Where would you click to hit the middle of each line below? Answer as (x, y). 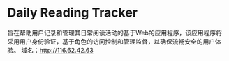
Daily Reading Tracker (73, 13)
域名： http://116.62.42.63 (57, 50)
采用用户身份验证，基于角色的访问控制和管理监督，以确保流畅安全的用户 (111, 41)
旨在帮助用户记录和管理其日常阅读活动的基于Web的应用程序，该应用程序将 (114, 33)
